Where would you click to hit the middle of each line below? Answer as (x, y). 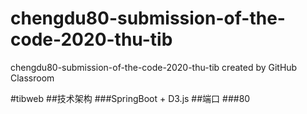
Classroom (32, 78)
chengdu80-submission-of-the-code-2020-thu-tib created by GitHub (154, 67)
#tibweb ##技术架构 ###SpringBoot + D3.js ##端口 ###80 (130, 98)
